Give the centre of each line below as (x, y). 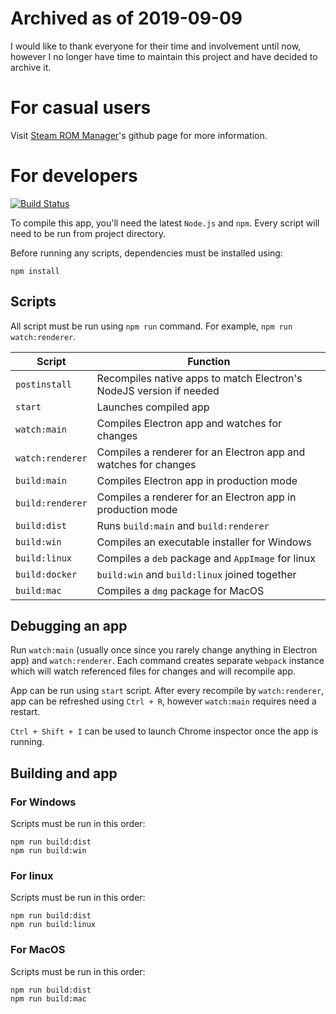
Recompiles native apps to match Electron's (199, 378)
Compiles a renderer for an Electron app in (196, 497)
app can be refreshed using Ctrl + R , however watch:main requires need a (163, 701)
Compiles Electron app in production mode (197, 480)
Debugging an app (69, 626)
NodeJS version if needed (158, 390)
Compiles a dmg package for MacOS (180, 590)
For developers (74, 176)
